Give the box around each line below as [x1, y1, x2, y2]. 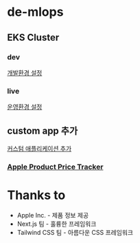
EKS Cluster [7, 32, 60, 43]
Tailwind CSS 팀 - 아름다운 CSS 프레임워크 [16, 228, 134, 236]
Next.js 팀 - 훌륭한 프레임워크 [16, 220, 97, 228]
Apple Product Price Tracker [7, 162, 104, 171]
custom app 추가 [7, 125, 78, 136]
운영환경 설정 [7, 103, 43, 111]
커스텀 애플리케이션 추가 [7, 144, 72, 152]
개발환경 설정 [7, 68, 43, 76]
